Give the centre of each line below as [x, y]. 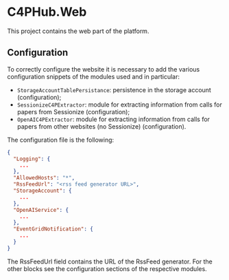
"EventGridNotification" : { [53, 229]
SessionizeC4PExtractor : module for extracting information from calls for [120, 105]
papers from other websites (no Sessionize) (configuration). [101, 126]
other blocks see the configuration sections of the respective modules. [107, 268]
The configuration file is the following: [61, 140]
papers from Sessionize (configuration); [73, 111]
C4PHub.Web [47, 12]
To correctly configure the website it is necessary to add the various [104, 69]
